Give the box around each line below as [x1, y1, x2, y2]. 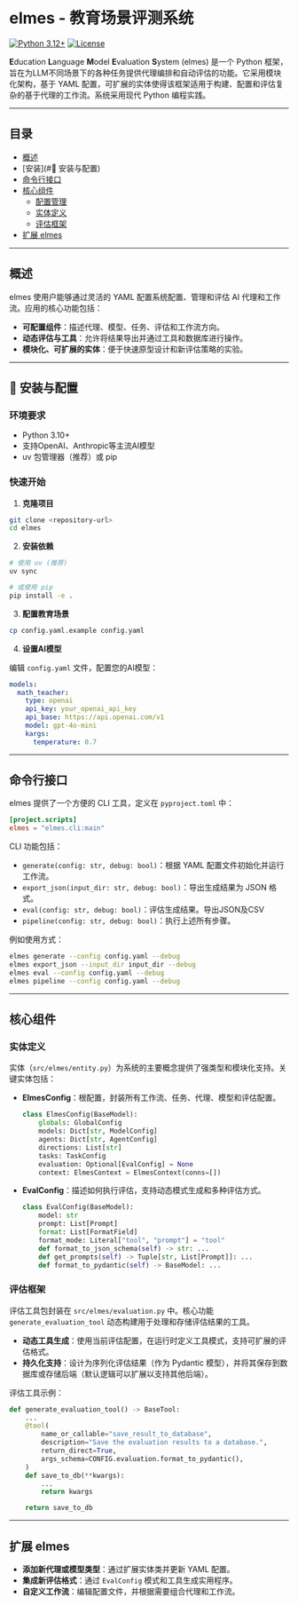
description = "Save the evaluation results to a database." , [41, 1438, 268, 1447]
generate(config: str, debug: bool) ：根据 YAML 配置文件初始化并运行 [21, 860, 285, 871]
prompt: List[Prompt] [38, 1220, 118, 1229]
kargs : [25, 729, 50, 738]
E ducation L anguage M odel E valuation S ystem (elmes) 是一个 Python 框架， [9, 56, 288, 67]
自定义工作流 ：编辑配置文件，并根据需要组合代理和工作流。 [21, 1586, 240, 1597]
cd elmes [9, 524, 42, 533]
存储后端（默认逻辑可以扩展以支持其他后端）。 [45, 1368, 213, 1379]
